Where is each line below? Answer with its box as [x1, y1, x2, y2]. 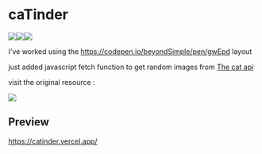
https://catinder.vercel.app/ [8, 137, 98, 146]
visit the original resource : [8, 77, 95, 87]
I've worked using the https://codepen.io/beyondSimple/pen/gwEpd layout [8, 46, 252, 56]
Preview [8, 115, 50, 129]
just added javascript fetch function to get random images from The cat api [8, 62, 254, 71]
